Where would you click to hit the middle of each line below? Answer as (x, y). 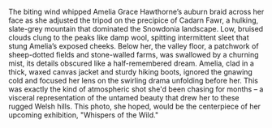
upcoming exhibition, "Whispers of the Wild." (84, 115)
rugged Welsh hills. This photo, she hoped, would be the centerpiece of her (135, 106)
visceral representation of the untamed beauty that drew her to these (124, 98)
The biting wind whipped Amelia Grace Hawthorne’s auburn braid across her (136, 12)
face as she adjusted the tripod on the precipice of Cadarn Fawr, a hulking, (134, 20)
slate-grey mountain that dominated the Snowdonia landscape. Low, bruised (136, 29)
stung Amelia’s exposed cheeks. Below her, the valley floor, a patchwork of (134, 46)
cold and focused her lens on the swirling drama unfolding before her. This (133, 81)
